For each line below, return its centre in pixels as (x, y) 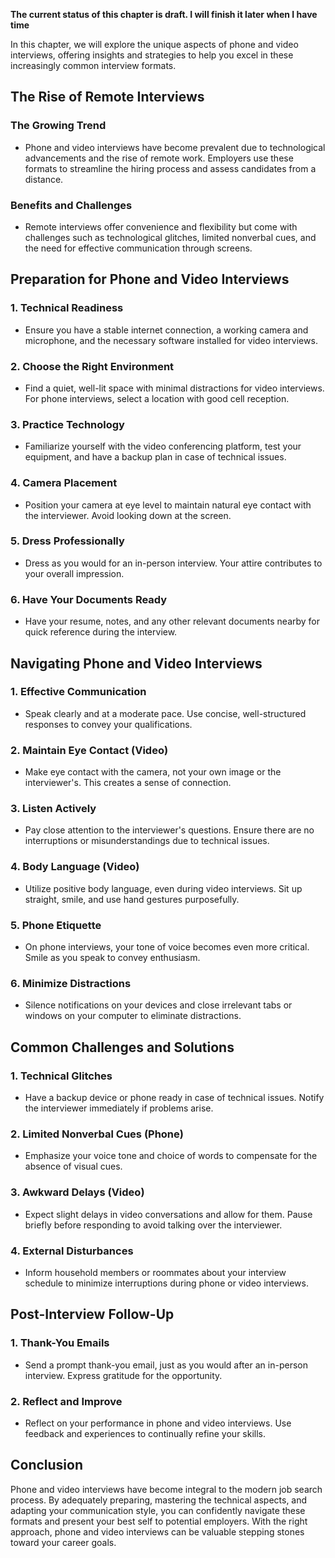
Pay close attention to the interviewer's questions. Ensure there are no (169, 830)
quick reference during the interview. (101, 632)
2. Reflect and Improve (66, 1401)
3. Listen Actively (53, 809)
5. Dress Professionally (67, 541)
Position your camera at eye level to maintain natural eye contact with (168, 505)
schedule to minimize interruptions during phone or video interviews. (166, 1283)
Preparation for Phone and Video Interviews (150, 279)
